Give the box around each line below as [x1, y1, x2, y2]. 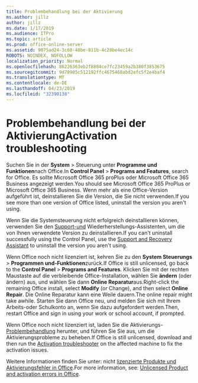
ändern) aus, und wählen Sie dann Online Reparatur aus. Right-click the [6, 278, 179, 285]
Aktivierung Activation [6, 129, 117, 142]
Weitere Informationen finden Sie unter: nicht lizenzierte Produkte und [6, 358, 176, 365]
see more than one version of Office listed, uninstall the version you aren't [6, 199, 186, 206]
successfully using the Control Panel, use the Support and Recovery [6, 235, 173, 242]
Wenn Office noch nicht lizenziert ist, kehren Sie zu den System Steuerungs [6, 253, 193, 260]
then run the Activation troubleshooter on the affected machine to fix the [6, 340, 183, 347]
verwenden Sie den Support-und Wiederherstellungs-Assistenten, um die [6, 223, 185, 230]
